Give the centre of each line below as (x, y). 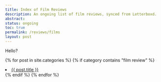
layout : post (18, 37)
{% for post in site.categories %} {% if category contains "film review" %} (80, 60)
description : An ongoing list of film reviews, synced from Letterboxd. (81, 14)
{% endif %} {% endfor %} (32, 75)
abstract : (15, 19)
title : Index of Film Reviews (36, 10)
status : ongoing (22, 23)
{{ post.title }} (25, 69)
